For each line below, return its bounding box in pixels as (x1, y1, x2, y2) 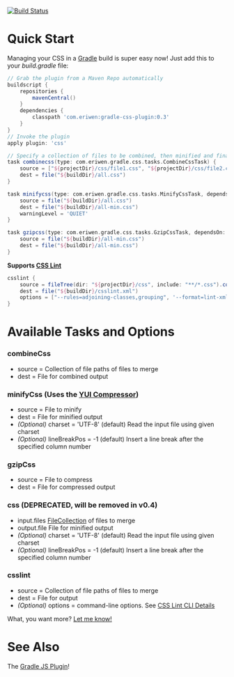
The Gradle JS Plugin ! (7, 662, 70, 670)
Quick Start (7, 31, 75, 47)
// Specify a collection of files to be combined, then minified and (7, 152, 214, 159)
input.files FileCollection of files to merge (17, 516, 136, 524)
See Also (7, 639, 60, 655)
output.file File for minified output (17, 523, 114, 532)
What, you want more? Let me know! (7, 614, 113, 623)
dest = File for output (17, 593, 78, 602)
